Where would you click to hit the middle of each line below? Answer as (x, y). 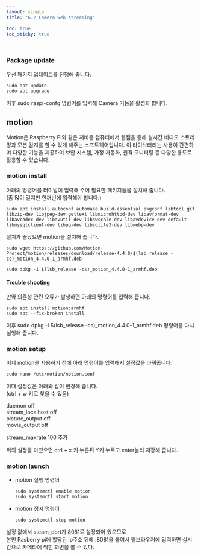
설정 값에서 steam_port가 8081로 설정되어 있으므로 (66, 532)
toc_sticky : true (28, 34)
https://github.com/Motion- (68, 248)
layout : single (25, 12)
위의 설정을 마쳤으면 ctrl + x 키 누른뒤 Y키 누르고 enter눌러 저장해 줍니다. (92, 450)
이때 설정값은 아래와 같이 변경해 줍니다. (52, 386)
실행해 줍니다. (23, 333)
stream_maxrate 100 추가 (37, 437)
